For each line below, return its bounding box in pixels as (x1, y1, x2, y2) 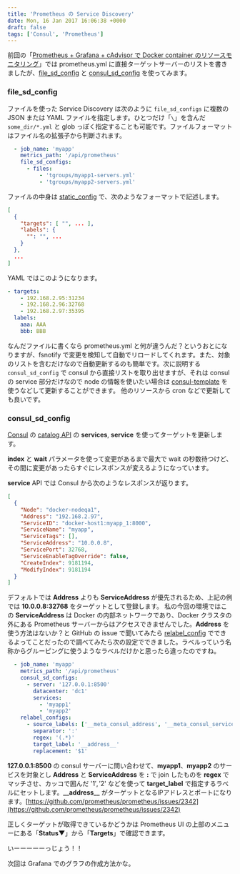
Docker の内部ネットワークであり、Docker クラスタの (74, 611, 232, 620)
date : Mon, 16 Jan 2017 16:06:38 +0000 (7, 17, 126, 24)
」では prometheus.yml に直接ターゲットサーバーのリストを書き (39, 60, 228, 69)
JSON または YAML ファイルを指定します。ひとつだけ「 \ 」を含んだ (7, 113, 206, 121)
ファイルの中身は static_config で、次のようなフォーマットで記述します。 (7, 192, 223, 201)
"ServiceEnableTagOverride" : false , (20, 552, 130, 560)
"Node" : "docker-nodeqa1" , (20, 506, 101, 513)
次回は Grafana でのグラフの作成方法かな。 (7, 859, 135, 868)
